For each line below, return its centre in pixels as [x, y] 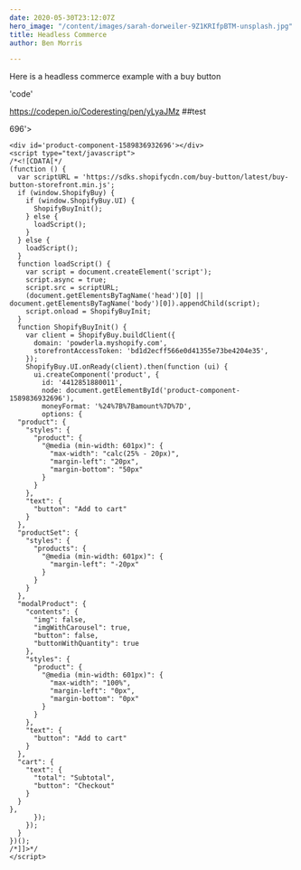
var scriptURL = [48, 177]
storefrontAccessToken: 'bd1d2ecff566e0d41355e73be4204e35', [151, 351]
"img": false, [60, 620]
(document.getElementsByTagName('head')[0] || [115, 296]
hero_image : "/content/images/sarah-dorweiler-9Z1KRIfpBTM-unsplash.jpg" [151, 26]
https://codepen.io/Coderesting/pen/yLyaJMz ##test [108, 112]
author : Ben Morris [46, 43]
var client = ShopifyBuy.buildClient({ [101, 335]
